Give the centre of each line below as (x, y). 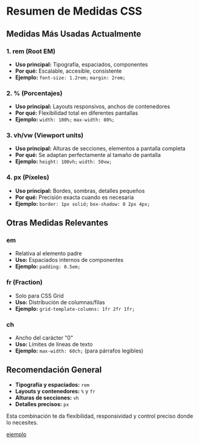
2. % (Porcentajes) (34, 93)
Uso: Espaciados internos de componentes (69, 260)
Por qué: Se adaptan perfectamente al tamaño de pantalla (88, 155)
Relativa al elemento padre (48, 253)
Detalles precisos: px (42, 404)
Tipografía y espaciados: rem (52, 384)
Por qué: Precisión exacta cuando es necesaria (74, 197)
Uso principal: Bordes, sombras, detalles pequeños (80, 191)
